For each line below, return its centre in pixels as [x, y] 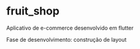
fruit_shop [33, 11]
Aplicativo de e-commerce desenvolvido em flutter [70, 28]
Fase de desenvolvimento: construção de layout [66, 39]
